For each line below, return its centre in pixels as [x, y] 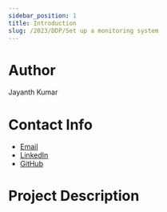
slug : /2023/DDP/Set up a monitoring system [83, 30]
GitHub [32, 164]
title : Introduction [43, 23]
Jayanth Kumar [33, 92]
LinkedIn [34, 155]
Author [32, 70]
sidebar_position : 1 [43, 16]
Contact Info [51, 124]
